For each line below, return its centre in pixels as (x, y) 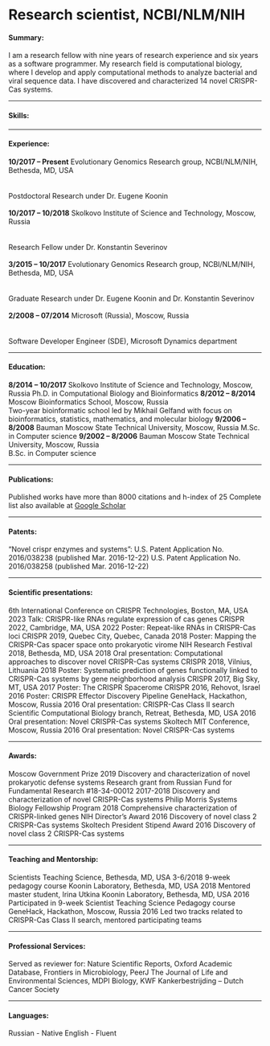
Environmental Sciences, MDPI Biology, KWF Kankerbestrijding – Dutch (126, 981)
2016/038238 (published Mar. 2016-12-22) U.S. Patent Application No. (125, 558)
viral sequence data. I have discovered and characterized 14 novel (118, 81)
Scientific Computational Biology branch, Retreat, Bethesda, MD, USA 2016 (132, 712)
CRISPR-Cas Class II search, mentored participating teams (105, 920)
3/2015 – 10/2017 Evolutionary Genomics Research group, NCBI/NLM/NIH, (132, 264)
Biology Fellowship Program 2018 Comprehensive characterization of (123, 808)
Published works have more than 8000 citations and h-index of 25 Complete (135, 497)
